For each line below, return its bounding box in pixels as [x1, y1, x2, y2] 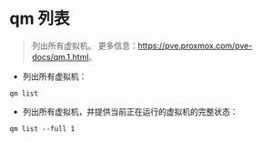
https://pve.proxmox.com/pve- [137, 40, 253, 51]
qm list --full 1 [9, 124, 76, 133]
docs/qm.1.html [31, 51, 89, 62]
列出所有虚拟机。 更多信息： [31, 40, 138, 51]
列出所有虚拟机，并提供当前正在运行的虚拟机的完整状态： [22, 106, 238, 117]
